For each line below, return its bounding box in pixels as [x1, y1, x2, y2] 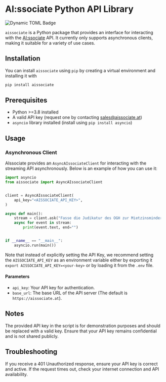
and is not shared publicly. [5, 333, 59, 339]
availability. [5, 371, 28, 377]
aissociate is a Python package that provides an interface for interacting [5, 29, 153, 35]
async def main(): [5, 211, 43, 216]
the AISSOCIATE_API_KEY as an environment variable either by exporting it [5, 257, 153, 263]
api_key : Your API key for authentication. [12, 284, 95, 290]
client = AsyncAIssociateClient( [5, 193, 74, 198]
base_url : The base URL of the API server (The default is [12, 290, 127, 296]
